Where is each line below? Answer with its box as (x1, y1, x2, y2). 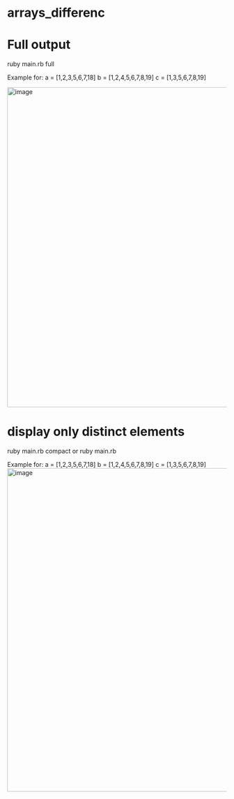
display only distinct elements (7, 424, 185, 440)
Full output (7, 37, 71, 53)
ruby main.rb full (7, 60, 54, 68)
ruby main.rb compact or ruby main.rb (7, 447, 117, 456)
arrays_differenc (7, 5, 106, 21)
